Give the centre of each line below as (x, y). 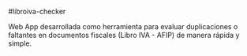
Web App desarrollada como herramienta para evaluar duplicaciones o (123, 26)
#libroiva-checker (37, 11)
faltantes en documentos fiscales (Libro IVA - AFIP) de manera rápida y (124, 35)
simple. (20, 43)
